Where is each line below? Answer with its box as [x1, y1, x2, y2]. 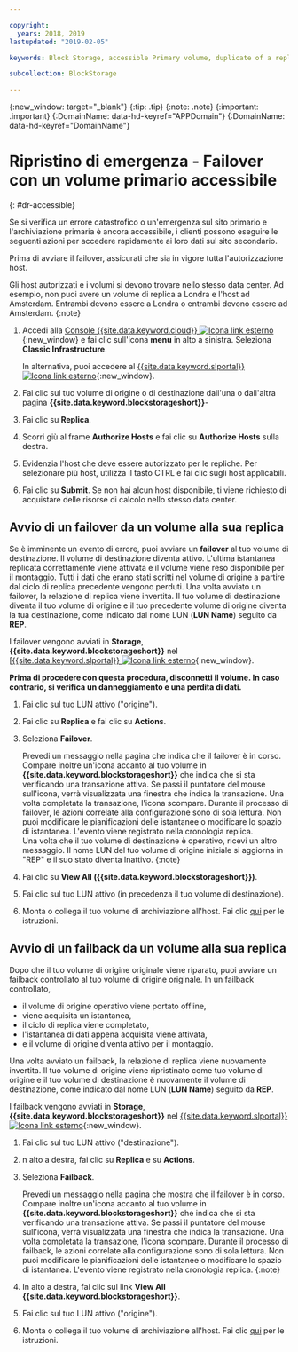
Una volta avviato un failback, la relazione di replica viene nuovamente [9, 1056, 267, 1066]
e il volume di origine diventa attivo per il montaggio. [21, 1038, 214, 1048]
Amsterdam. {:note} [9, 308, 82, 319]
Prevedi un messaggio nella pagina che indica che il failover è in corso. [21, 750, 282, 761]
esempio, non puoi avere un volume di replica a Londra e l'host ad [9, 289, 250, 300]
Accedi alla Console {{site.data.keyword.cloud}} [21, 325, 198, 336]
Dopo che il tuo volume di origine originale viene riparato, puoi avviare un [9, 964, 277, 975]
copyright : [9, 20, 50, 29]
